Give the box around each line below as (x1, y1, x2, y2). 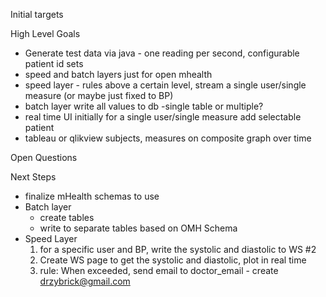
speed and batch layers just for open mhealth (24, 69, 213, 80)
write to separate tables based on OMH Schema (39, 222, 238, 234)
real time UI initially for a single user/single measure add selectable (24, 111, 302, 123)
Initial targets (10, 9, 64, 20)
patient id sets (24, 58, 84, 69)
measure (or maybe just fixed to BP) (24, 90, 174, 101)
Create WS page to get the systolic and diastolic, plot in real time (39, 254, 307, 266)
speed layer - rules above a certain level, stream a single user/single (24, 79, 307, 91)
